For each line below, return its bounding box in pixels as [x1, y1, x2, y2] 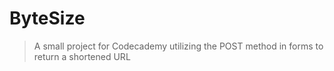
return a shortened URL [33, 50, 131, 62]
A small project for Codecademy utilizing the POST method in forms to [33, 40, 324, 52]
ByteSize [9, 7, 86, 30]
